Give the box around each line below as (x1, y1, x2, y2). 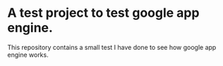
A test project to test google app (7, 5, 200, 21)
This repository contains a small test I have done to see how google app (7, 43, 217, 51)
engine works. (7, 51, 49, 59)
